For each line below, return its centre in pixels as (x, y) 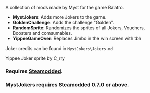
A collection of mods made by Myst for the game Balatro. (65, 7)
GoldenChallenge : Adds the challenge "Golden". (63, 22)
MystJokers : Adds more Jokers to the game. (59, 17)
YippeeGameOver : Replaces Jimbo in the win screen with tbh (77, 38)
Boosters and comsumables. (42, 33)
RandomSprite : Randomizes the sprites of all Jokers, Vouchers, (79, 28)
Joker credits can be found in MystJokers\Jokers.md (59, 48)
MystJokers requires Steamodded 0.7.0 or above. (67, 84)
